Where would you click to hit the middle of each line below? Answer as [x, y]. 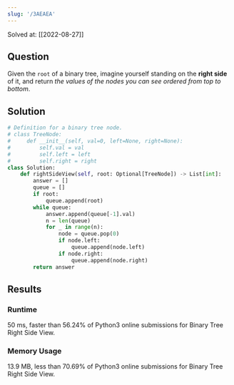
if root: [46, 194]
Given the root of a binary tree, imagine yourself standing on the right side [117, 74]
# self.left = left [49, 154]
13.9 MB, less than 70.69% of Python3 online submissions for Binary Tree [115, 366]
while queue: [52, 207]
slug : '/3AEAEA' [31, 14]
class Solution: [31, 168]
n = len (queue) [68, 221]
